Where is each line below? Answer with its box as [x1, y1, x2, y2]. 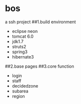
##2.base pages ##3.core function [5, 63, 75, 69]
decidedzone [12, 83, 39, 89]
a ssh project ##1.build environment [5, 19, 76, 25]
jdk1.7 [12, 38, 24, 44]
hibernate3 [12, 54, 34, 59]
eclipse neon [12, 28, 38, 34]
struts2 [12, 44, 27, 49]
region [12, 93, 25, 99]
